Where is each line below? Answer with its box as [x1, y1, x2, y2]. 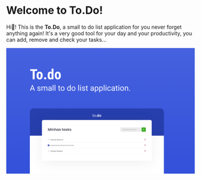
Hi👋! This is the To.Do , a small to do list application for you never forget [6, 23, 182, 30]
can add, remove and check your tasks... [6, 36, 106, 43]
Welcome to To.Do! [6, 4, 103, 17]
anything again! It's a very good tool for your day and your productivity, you [6, 29, 193, 36]
